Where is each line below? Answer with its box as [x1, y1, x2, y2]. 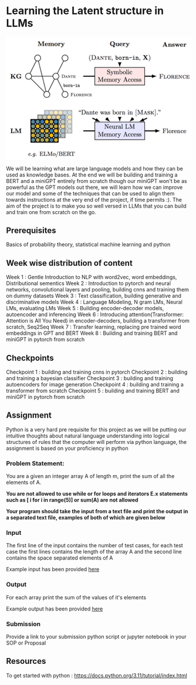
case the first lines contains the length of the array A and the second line [6, 548, 182, 555]
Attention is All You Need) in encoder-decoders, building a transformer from [6, 317, 190, 324]
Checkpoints [6, 353, 54, 363]
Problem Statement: [6, 459, 65, 467]
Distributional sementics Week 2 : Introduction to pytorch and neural [6, 280, 171, 287]
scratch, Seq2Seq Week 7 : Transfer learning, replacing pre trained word [6, 324, 181, 331]
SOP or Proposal [6, 639, 46, 646]
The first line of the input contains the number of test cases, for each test [6, 542, 183, 549]
